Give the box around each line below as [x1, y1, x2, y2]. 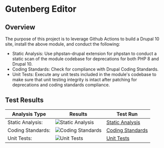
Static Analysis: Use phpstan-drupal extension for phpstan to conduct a [12, 50, 157, 56]
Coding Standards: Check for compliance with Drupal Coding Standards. [12, 66, 159, 72]
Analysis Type [12, 110, 47, 117]
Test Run [117, 110, 138, 117]
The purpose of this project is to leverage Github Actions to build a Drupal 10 [5, 36, 160, 42]
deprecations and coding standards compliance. [12, 82, 110, 88]
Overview [5, 23, 36, 31]
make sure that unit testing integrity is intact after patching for [12, 77, 137, 82]
